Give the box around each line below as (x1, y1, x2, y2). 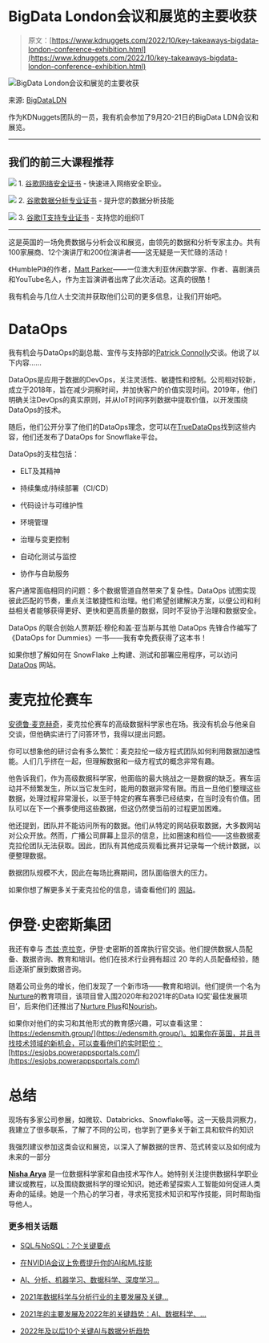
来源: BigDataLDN (8, 95, 67, 104)
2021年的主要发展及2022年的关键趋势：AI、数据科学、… (19, 1308, 207, 1318)
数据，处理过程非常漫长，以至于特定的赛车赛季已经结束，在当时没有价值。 (8, 793, 254, 803)
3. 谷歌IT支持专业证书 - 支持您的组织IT (18, 212, 146, 222)
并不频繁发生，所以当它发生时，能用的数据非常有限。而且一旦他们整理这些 (14, 783, 261, 793)
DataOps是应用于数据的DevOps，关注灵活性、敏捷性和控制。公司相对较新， (8, 374, 260, 384)
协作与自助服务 (19, 568, 70, 578)
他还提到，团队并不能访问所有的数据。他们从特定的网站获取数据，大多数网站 (8, 820, 261, 830)
